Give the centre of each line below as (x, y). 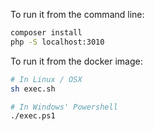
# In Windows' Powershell (64, 107)
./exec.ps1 (33, 116)
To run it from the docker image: (76, 61)
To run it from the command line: (77, 14)
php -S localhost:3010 (57, 42)
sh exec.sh (33, 89)
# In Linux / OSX (46, 79)
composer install (46, 33)
